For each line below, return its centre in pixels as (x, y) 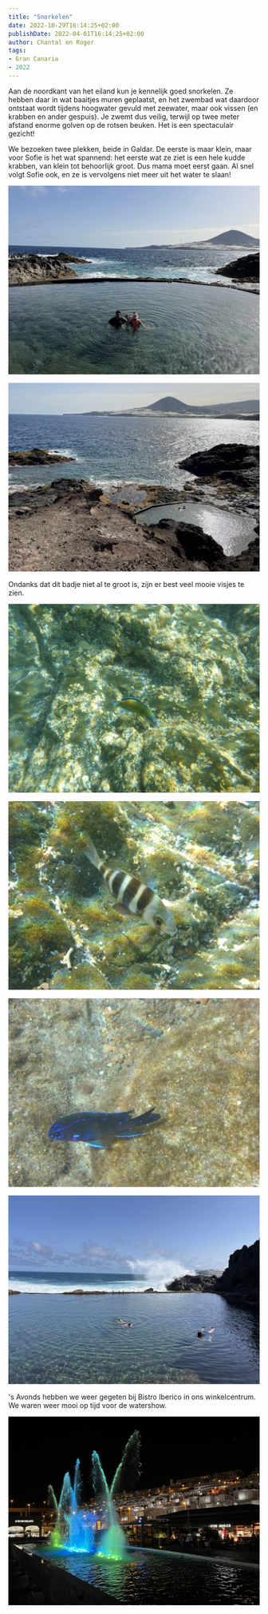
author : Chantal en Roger (51, 42)
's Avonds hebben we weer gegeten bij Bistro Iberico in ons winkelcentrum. (132, 1397)
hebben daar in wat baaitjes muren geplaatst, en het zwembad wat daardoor (134, 99)
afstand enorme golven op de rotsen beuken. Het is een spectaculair (121, 125)
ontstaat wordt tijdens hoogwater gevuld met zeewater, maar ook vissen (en (133, 108)
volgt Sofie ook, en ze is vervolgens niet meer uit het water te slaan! (120, 174)
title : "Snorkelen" (41, 17)
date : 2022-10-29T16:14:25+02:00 (64, 25)
